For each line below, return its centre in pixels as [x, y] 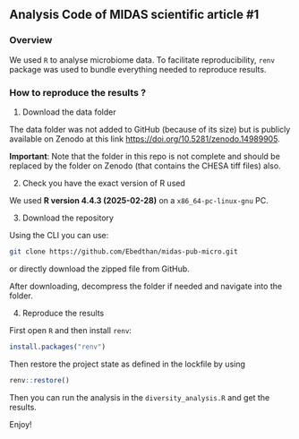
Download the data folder [69, 112]
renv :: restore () [39, 380]
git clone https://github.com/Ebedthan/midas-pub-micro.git [124, 251]
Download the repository [68, 218]
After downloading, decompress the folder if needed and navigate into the [146, 286]
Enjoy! [21, 424]
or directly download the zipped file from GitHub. [99, 269]
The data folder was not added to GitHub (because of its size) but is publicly [150, 129]
